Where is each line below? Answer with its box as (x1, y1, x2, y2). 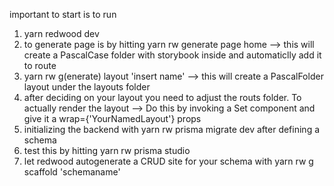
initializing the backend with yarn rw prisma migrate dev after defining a (23, 124, 321, 135)
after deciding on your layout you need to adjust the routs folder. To (23, 92, 302, 103)
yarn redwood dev (23, 28, 100, 39)
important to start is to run (9, 9, 117, 20)
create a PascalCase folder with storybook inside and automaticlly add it (23, 49, 322, 61)
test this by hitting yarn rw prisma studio (23, 145, 191, 156)
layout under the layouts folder (23, 81, 151, 93)
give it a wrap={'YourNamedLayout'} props (23, 113, 202, 124)
